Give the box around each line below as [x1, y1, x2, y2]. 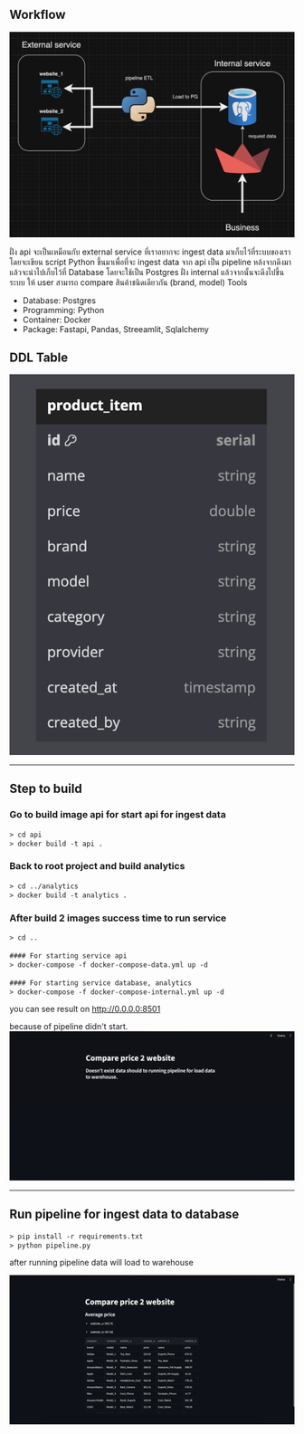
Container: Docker [22, 314, 91, 325]
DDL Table [9, 349, 69, 365]
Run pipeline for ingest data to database [9, 1207, 240, 1222]
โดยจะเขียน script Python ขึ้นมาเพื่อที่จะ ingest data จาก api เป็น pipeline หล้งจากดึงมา [9, 256, 292, 267]
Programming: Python [22, 304, 105, 315]
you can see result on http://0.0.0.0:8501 [9, 1004, 161, 1015]
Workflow [9, 7, 66, 23]
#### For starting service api [9, 951, 128, 961]
